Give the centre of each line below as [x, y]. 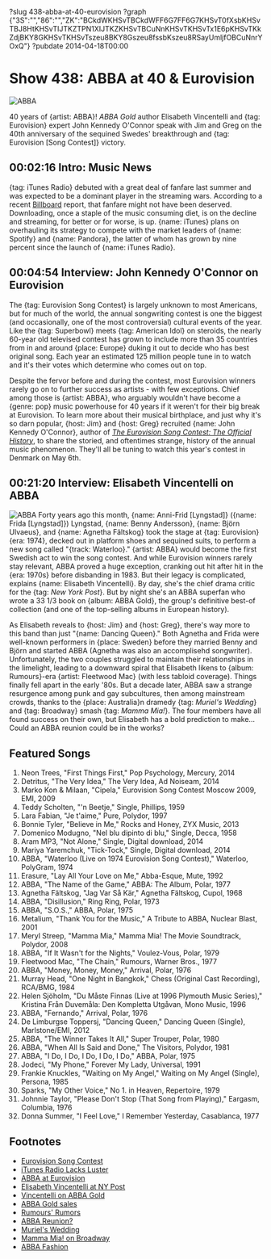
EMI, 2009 [38, 799]
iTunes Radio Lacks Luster [65, 1169]
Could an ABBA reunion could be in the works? [87, 728]
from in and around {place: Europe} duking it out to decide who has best [129, 347]
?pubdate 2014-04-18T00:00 [80, 46]
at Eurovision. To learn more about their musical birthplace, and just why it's [135, 414]
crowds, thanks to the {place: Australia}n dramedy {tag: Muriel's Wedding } [133, 703]
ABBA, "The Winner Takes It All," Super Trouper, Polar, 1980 [120, 1039]
